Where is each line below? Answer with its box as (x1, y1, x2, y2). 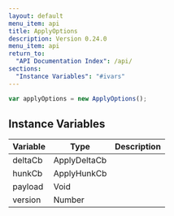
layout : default (8, 11, 63, 20)
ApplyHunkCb (53, 168, 107, 179)
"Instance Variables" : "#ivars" (15, 72, 126, 80)
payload (12, 181, 44, 192)
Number (53, 194, 85, 205)
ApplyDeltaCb (53, 155, 107, 166)
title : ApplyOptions (8, 27, 79, 35)
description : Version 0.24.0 (8, 34, 107, 43)
